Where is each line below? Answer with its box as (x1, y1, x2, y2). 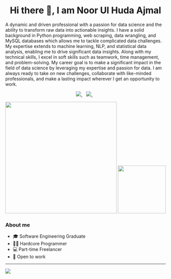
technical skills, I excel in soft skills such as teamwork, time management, (5, 54, 159, 60)
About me (5, 221, 31, 229)
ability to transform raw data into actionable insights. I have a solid (5, 27, 144, 33)
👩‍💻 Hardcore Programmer (12, 241, 67, 247)
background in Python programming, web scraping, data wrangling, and (5, 32, 156, 38)
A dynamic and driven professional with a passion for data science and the (5, 21, 162, 28)
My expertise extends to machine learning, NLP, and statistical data (5, 43, 147, 49)
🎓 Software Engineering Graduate (12, 233, 85, 239)
